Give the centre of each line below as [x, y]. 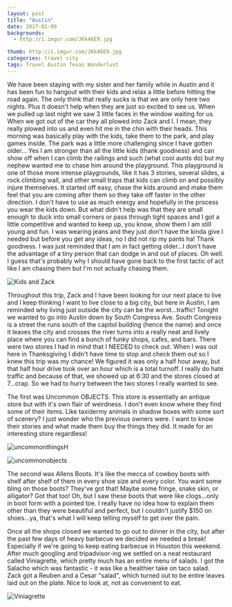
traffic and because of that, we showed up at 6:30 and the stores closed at [113, 376]
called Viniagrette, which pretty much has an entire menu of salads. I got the [116, 561]
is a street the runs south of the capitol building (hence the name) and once [115, 324]
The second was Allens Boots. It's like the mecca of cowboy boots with [108, 473]
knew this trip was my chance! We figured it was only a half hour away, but [114, 361]
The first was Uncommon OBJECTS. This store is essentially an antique [109, 397]
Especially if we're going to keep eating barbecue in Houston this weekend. [115, 546]
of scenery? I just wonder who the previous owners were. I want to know [110, 419]
